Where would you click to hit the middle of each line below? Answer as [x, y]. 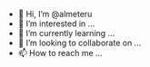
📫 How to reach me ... [60, 53]
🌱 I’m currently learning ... [66, 33]
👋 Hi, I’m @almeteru [55, 14]
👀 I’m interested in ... [56, 24]
